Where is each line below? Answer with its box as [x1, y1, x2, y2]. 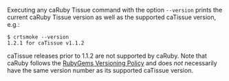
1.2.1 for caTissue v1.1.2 [7, 40, 85, 47]
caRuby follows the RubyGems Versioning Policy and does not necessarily [7, 59, 218, 67]
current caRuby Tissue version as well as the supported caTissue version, [7, 13, 217, 21]
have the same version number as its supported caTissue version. [7, 67, 194, 74]
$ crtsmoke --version [7, 34, 69, 40]
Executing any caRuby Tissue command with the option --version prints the [7, 6, 223, 14]
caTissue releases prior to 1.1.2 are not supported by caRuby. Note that [7, 51, 208, 60]
